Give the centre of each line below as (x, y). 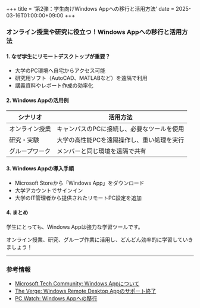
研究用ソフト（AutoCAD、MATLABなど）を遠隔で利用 (81, 78)
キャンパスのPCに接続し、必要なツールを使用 (121, 129)
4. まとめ (17, 213)
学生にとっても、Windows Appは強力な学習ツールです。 (75, 227)
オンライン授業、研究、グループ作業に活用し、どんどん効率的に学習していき (100, 239)
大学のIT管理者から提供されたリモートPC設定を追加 (78, 198)
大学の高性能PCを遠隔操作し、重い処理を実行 (121, 140)
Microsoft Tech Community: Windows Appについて (77, 284)
